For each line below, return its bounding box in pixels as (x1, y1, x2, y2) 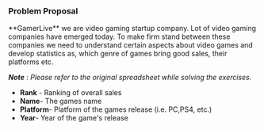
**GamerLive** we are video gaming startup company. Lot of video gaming (8, 24, 256, 33)
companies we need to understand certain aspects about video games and (8, 40, 254, 50)
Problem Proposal (8, 6, 78, 17)
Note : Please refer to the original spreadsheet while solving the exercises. (8, 73, 252, 82)
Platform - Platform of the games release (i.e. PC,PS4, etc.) (19, 105, 212, 114)
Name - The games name (19, 97, 102, 106)
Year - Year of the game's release (19, 113, 128, 123)
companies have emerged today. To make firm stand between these (8, 32, 231, 41)
